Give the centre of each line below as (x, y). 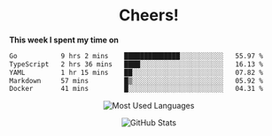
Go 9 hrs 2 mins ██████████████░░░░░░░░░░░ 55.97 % (136, 56)
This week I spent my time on (64, 40)
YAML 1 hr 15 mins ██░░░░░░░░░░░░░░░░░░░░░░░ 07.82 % (136, 72)
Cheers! (149, 15)
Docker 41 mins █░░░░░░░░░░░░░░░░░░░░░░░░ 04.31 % (136, 89)
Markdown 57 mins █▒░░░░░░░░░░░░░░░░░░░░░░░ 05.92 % (136, 80)
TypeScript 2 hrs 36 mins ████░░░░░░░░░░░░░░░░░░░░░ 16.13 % (136, 64)
